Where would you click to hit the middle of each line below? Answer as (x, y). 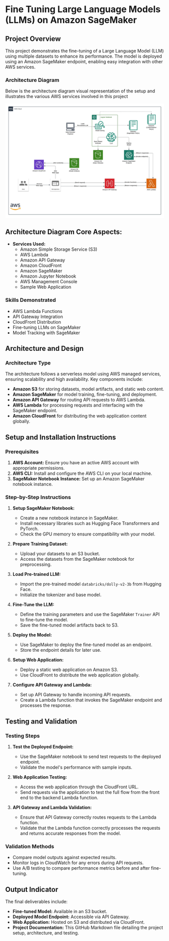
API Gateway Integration (38, 317)
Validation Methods (30, 846)
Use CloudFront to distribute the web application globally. (80, 675)
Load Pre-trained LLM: (37, 574)
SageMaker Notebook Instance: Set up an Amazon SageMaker (78, 479)
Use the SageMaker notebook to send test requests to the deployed (91, 756)
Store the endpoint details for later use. (61, 650)
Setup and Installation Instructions (61, 437)
